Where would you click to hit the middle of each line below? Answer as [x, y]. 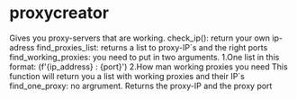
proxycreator [59, 13]
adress [22, 47]
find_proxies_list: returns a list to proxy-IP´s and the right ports [152, 47]
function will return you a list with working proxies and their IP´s [127, 76]
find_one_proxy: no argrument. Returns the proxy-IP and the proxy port [141, 86]
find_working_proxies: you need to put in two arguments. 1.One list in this [144, 57]
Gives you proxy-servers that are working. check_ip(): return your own [140, 38]
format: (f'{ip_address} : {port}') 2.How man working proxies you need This [148, 67]
